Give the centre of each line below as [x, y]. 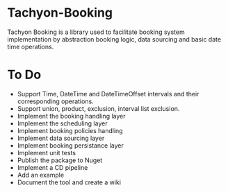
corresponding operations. [55, 101]
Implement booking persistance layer [70, 145]
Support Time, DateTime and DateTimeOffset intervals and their [108, 94]
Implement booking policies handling [70, 130]
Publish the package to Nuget [60, 160]
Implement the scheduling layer [62, 123]
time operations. [31, 46]
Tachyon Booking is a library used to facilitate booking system [96, 32]
